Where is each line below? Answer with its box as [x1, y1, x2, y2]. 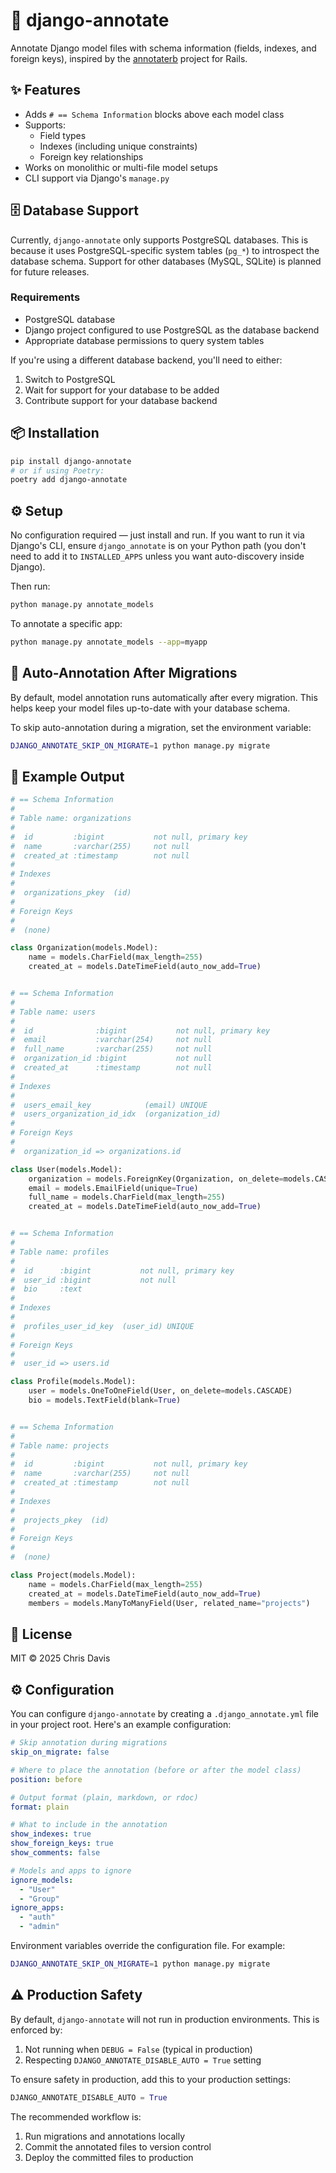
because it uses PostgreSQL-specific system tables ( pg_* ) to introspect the [10, 244, 320, 256]
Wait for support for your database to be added [24, 384, 220, 396]
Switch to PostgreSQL [24, 373, 116, 385]
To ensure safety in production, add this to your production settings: [10, 2073, 291, 2085]
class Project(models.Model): [10, 1570, 137, 1581]
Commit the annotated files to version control [24, 2140, 212, 2153]
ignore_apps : [10, 1903, 65, 1913]
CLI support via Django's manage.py [24, 172, 170, 184]
